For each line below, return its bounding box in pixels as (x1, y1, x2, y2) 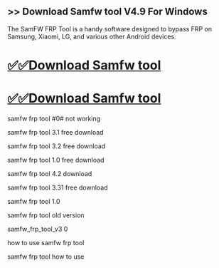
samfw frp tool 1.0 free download (7, 155, 105, 164)
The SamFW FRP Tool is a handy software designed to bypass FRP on (7, 24, 212, 33)
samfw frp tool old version (7, 210, 85, 220)
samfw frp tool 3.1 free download (7, 128, 105, 136)
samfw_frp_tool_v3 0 (7, 225, 68, 233)
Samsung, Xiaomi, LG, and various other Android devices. (7, 32, 176, 41)
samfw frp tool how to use (7, 252, 85, 261)
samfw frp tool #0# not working (7, 114, 101, 123)
